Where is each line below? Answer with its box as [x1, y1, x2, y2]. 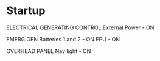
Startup [6, 4, 46, 18]
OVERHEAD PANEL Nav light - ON [6, 47, 91, 55]
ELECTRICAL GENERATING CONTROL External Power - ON [6, 24, 155, 31]
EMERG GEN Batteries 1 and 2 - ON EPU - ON [6, 35, 120, 43]
